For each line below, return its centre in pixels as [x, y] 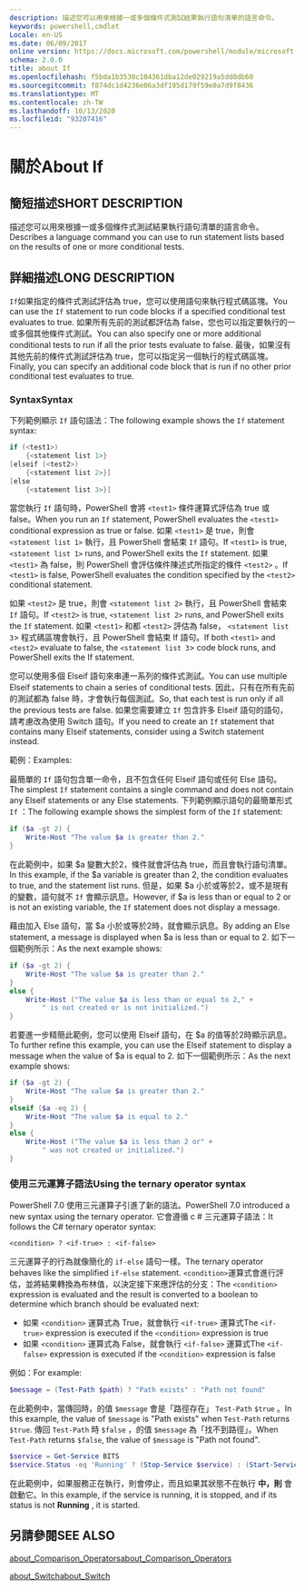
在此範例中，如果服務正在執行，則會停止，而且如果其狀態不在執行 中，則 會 [151, 1483]
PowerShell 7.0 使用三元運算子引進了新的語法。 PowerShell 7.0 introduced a [150, 1206]
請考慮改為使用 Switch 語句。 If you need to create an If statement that [142, 721]
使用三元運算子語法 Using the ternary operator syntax [128, 1184]
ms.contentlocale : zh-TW [56, 102]
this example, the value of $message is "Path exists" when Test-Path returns [150, 1419]
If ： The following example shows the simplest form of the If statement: [146, 812]
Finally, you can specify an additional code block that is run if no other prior [151, 366]
